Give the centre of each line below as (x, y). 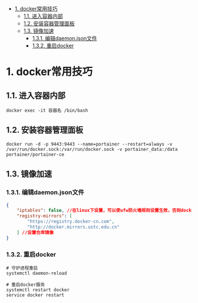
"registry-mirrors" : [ (44, 216)
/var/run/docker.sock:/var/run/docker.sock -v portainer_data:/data (92, 149)
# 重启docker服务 (26, 285)
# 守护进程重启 (22, 268)
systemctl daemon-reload (37, 273)
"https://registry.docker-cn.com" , (71, 222)
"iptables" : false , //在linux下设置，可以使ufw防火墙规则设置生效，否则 (99, 211)
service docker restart (35, 295)
